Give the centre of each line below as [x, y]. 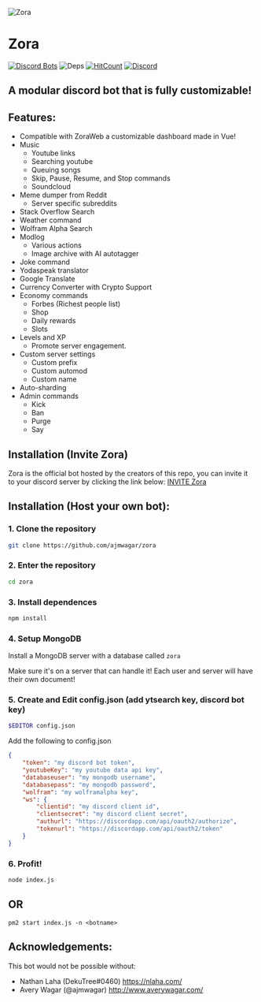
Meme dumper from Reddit [63, 195]
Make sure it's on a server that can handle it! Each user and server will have [130, 671]
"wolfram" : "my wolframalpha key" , [81, 792]
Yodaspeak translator [54, 270]
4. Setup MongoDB [45, 639]
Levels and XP [43, 337]
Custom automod [59, 371]
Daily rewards [53, 321]
